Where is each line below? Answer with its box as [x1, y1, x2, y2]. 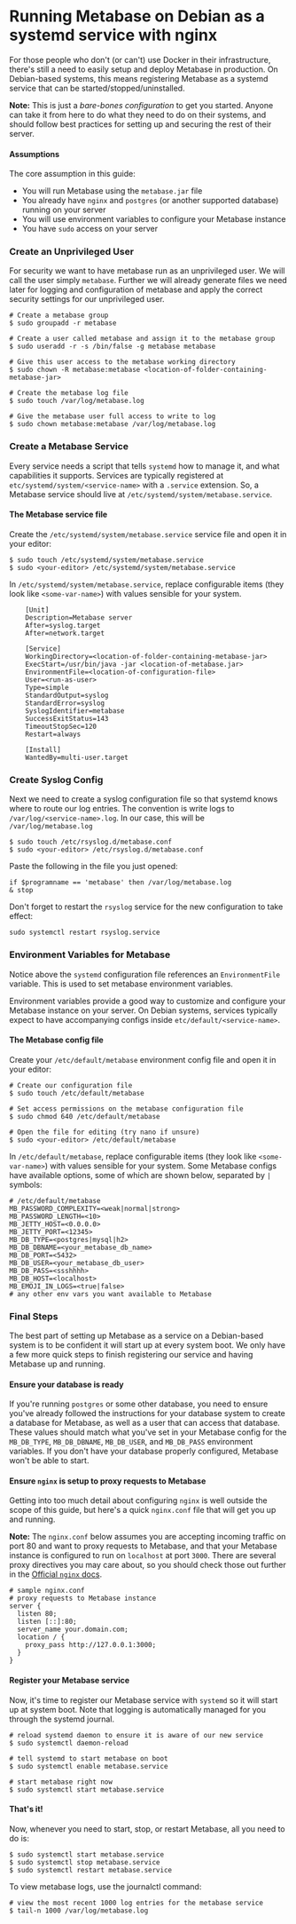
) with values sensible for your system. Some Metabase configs [44, 1160, 277, 1171]
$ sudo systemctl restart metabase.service [9, 1865, 173, 1874]
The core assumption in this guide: [9, 169, 136, 179]
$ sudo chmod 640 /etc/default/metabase [9, 1112, 161, 1120]
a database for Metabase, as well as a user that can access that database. [9, 1418, 281, 1429]
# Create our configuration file [9, 1081, 133, 1089]
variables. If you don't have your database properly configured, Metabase [9, 1445, 279, 1457]
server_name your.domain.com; [17, 1625, 129, 1635]
